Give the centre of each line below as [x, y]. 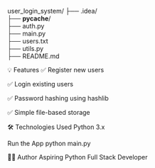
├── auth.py [26, 26]
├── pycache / [29, 18]
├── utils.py [26, 49]
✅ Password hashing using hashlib [58, 98]
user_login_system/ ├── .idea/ [52, 11]
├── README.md [33, 56]
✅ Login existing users [40, 84]
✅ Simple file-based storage [49, 112]
